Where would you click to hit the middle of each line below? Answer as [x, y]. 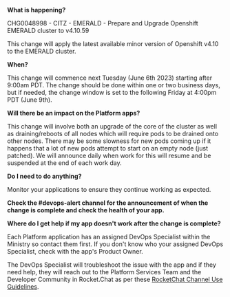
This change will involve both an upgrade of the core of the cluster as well [112, 126]
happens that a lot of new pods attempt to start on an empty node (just [108, 148]
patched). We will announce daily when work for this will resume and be [109, 155]
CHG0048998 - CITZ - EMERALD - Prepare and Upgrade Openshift [103, 23]
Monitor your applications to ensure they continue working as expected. [109, 189]
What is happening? [36, 10]
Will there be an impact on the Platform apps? [74, 113]
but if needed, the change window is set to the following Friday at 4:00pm [112, 92]
